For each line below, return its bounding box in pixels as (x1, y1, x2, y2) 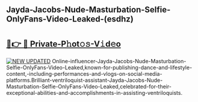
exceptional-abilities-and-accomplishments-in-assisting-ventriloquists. (6, 89, 182, 96)
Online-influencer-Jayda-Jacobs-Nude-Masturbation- (52, 58, 187, 64)
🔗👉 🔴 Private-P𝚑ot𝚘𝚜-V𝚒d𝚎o (6, 39, 122, 49)
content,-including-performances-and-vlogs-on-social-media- (6, 70, 162, 77)
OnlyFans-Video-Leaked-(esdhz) (6, 14, 134, 24)
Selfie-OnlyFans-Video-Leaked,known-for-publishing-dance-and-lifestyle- (6, 64, 193, 71)
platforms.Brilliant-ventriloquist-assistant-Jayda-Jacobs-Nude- (6, 77, 163, 84)
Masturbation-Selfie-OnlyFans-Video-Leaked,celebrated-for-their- (6, 83, 172, 90)
